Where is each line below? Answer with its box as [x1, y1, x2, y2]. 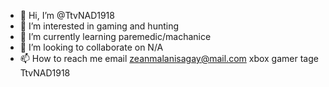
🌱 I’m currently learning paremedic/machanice [19, 31, 212, 42]
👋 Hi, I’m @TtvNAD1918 [19, 10, 115, 21]
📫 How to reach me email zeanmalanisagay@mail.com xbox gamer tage [19, 53, 319, 64]
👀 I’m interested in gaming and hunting [19, 20, 180, 32]
